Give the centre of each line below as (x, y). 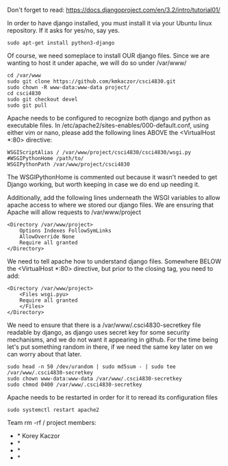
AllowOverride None (47, 237)
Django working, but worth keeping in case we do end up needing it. (103, 184)
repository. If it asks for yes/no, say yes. (63, 30)
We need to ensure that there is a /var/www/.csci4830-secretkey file (104, 325)
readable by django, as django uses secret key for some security (99, 332)
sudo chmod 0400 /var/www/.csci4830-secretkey (75, 385)
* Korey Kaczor (38, 436)
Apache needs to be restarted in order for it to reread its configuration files (112, 397)
